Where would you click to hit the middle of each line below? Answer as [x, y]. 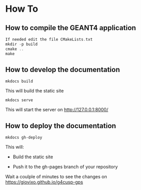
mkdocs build [19, 81]
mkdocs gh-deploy [24, 138]
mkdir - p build [22, 44]
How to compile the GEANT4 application [71, 28]
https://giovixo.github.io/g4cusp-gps [44, 182]
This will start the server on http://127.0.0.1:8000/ [57, 110]
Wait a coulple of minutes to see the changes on [56, 177]
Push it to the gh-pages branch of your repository [65, 167]
